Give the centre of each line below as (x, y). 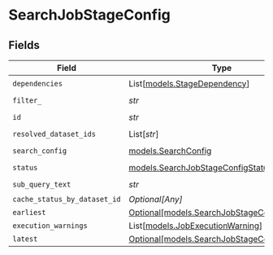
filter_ (27, 100)
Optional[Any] (156, 199)
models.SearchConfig (170, 151)
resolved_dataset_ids (54, 134)
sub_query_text (42, 184)
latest (25, 239)
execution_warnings (50, 226)
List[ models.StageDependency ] (189, 83)
